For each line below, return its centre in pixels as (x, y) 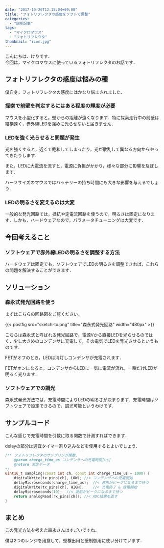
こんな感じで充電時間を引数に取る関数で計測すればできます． (67, 436)
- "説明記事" (21, 23)
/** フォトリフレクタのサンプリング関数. (42, 455)
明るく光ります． (22, 374)
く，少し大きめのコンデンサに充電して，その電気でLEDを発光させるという (80, 341)
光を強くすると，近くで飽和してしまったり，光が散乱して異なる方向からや (80, 149)
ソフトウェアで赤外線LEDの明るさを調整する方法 (62, 252)
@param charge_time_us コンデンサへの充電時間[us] (62, 460)
